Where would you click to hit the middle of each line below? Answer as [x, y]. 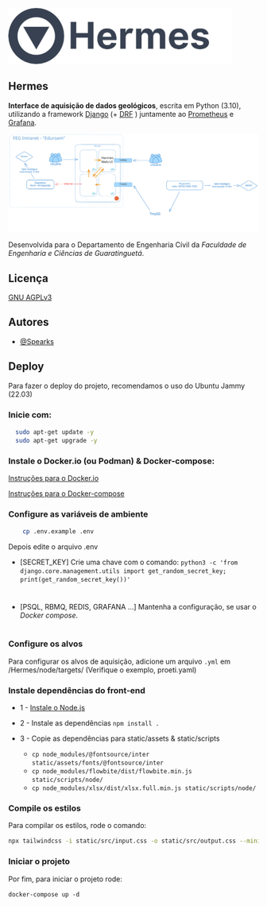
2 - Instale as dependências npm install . [89, 723]
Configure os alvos [46, 644]
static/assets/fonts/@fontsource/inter [98, 763]
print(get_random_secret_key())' [75, 580]
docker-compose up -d [44, 894]
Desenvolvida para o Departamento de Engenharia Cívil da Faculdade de [128, 245]
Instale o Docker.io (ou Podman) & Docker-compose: [112, 461]
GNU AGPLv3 [30, 297]
